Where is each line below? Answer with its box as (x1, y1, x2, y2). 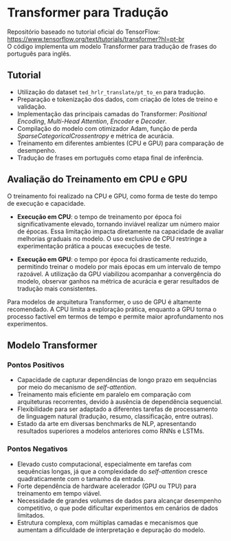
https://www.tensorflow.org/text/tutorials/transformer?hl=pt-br (7, 34, 185, 43)
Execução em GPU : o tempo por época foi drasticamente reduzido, (16, 255, 208, 263)
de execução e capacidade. (7, 199, 86, 207)
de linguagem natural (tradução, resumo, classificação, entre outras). (16, 412, 214, 421)
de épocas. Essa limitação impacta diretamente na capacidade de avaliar (16, 227, 224, 235)
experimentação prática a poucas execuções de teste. (16, 242, 172, 250)
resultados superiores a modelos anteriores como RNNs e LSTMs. (16, 427, 205, 435)
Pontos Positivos (7, 360, 65, 370)
